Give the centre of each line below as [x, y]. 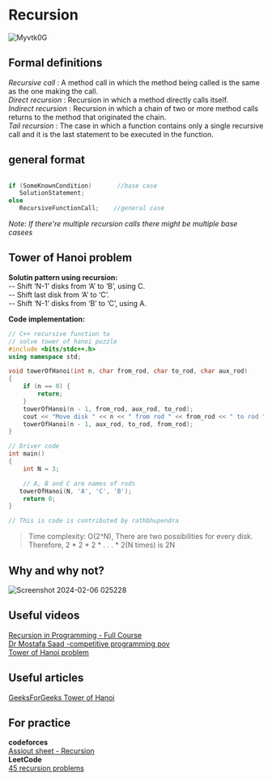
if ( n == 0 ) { [47, 386]
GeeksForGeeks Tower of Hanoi [62, 697]
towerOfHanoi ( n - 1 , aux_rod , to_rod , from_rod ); [108, 424]
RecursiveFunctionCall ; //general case [91, 209]
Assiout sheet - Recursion [51, 751]
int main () [27, 454]
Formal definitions [55, 63]
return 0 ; [40, 498]
